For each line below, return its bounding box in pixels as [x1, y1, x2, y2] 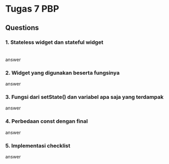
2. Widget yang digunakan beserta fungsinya [5, 69, 120, 76]
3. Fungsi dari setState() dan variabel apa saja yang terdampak [5, 94, 164, 101]
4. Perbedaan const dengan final [5, 118, 88, 125]
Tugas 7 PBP [5, 3, 60, 15]
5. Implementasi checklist [5, 142, 70, 149]
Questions [5, 23, 39, 32]
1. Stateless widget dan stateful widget [5, 39, 104, 46]
